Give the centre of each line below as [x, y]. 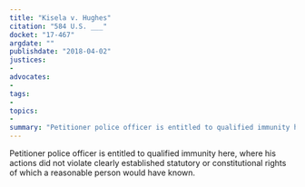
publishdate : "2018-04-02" [60, 52]
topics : [24, 111]
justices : [28, 60]
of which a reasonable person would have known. [103, 172]
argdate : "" [32, 43]
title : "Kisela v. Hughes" [60, 18]
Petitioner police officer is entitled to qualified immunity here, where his [143, 153]
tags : [20, 93]
